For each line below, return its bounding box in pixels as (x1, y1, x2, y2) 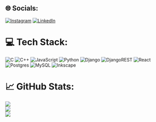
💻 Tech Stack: (5, 37, 68, 48)
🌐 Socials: (5, 4, 39, 13)
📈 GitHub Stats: (5, 81, 75, 92)
